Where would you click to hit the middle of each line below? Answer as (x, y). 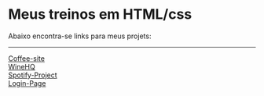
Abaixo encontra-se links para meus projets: (80, 36)
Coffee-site (27, 58)
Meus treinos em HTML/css (100, 14)
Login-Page (27, 83)
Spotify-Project (33, 75)
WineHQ (22, 66)
